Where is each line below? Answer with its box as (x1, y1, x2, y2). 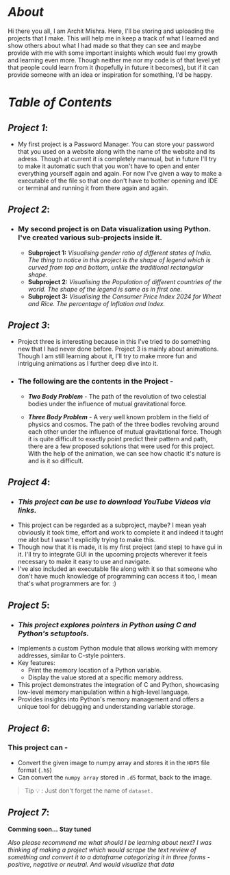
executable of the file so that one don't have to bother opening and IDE (17, 176, 218, 185)
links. (17, 506, 37, 515)
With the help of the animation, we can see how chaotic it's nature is (27, 449, 221, 457)
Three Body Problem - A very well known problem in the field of (27, 412, 209, 421)
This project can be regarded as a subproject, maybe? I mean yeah (17, 521, 207, 529)
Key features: (17, 659, 55, 667)
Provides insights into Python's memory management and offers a (17, 695, 205, 703)
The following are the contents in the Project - (17, 377, 174, 386)
